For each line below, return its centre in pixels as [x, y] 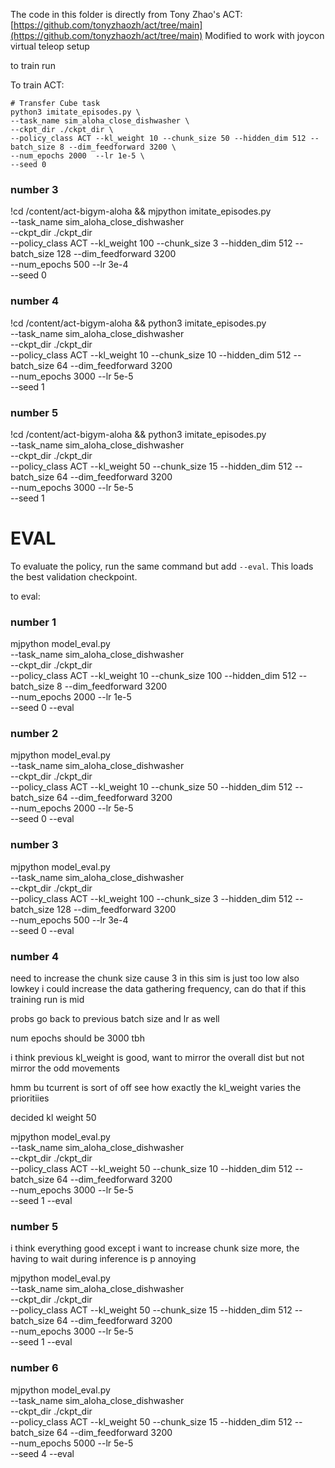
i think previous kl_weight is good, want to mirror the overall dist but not [157, 1058]
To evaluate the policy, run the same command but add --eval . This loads [162, 566]
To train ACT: [37, 85]
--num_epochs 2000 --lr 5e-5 [72, 808]
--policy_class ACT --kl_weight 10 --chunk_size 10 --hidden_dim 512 [151, 355]
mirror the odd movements [65, 1068]
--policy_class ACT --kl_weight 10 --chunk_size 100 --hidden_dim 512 [153, 676]
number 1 [33, 622]
